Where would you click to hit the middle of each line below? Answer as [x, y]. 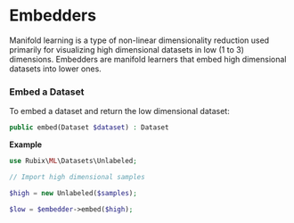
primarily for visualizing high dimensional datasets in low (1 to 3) [127, 49]
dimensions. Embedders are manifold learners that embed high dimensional [148, 59]
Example [26, 145]
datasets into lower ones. [56, 69]
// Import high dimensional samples [77, 177]
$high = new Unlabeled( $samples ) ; [73, 193]
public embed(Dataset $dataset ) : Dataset [89, 128]
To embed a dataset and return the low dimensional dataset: [119, 111]
